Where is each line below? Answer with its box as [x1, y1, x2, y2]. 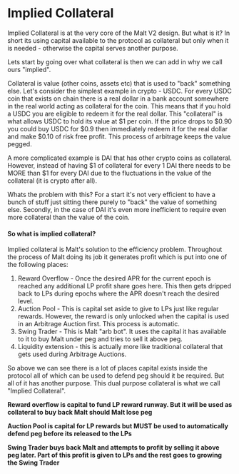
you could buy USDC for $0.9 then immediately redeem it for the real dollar [7, 124, 228, 133]
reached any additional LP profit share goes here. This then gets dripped [17, 282, 232, 291]
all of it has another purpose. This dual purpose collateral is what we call [7, 379, 220, 388]
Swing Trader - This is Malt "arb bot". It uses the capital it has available [17, 327, 227, 336]
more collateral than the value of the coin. [7, 213, 130, 221]
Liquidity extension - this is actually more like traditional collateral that [17, 343, 223, 351]
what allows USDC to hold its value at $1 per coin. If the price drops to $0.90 [7, 116, 233, 126]
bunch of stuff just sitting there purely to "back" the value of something [7, 198, 218, 206]
